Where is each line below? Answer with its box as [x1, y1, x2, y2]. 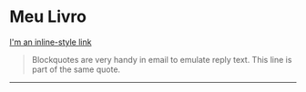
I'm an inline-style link [9, 36, 92, 47]
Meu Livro [9, 6, 87, 27]
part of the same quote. [31, 64, 121, 75]
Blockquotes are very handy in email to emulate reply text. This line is [31, 54, 292, 65]
